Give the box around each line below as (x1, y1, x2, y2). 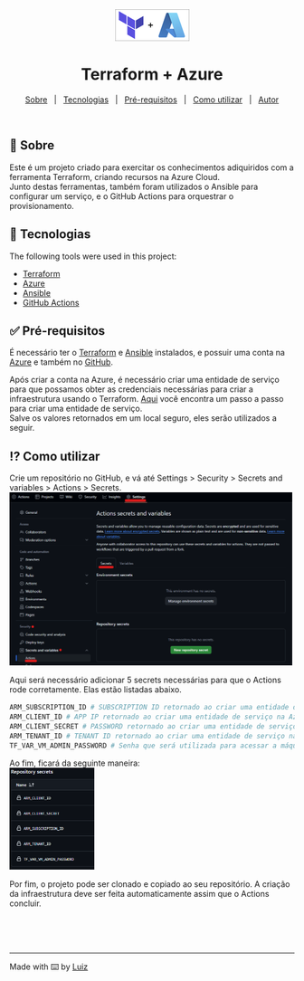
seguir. (9, 423, 35, 433)
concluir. (9, 898, 43, 909)
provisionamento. (9, 200, 74, 211)
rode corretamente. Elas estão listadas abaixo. (9, 684, 183, 695)
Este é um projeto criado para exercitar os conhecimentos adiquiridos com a (9, 162, 294, 173)
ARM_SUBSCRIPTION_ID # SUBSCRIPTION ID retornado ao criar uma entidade (9, 703, 290, 712)
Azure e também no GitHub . (9, 357, 113, 367)
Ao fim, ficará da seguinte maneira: (9, 757, 140, 768)
